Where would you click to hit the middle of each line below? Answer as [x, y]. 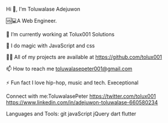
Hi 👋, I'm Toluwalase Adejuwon [43, 9]
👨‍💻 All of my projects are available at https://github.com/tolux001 [84, 57]
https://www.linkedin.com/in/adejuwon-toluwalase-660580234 [82, 102]
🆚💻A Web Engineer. [32, 21]
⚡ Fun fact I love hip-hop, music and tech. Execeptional [72, 83]
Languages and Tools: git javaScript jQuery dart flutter [71, 114]
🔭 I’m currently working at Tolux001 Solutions [60, 34]
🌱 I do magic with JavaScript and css [50, 46]
